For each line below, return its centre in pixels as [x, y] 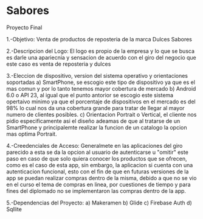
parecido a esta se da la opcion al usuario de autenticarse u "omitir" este [97, 152]
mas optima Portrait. [32, 134]
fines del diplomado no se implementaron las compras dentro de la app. [96, 191]
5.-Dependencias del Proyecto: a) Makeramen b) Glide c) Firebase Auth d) [99, 203]
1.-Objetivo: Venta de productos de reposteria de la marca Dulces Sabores [99, 39]
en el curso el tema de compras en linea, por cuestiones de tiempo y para [98, 184]
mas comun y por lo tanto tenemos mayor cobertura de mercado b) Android [101, 88]
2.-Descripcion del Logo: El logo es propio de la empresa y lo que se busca [101, 51]
